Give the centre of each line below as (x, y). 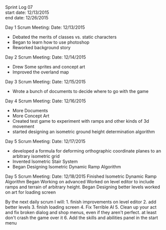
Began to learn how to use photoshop (51, 42)
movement (23, 126)
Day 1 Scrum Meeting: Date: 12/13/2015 (45, 27)
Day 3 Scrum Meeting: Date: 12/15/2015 (45, 82)
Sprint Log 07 (19, 7)
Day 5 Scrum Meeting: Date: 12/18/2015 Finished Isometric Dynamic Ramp (81, 176)
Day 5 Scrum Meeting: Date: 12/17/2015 (45, 141)
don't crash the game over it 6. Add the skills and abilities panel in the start (82, 218)
